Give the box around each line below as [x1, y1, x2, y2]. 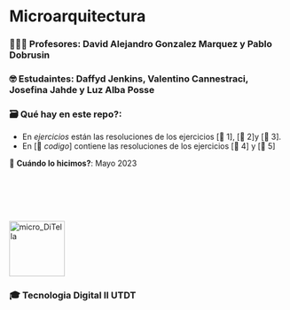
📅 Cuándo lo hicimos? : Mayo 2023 [9, 158, 137, 169]
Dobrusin [9, 49, 51, 61]
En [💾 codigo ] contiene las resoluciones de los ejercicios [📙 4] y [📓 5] [21, 141, 276, 151]
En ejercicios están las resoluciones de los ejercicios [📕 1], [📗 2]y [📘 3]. [21, 131, 282, 143]
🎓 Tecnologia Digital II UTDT [9, 290, 137, 302]
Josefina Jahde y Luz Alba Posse [9, 84, 155, 97]
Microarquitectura [9, 6, 146, 27]
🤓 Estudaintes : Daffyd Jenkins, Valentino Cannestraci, [9, 73, 248, 85]
